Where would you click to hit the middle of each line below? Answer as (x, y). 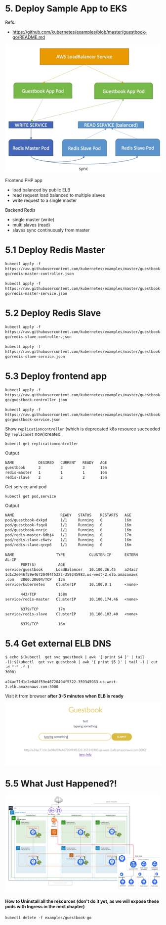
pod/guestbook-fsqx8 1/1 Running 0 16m (68, 525)
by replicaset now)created (33, 434)
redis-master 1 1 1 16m (56, 472)
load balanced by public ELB (41, 190)
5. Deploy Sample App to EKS (66, 9)
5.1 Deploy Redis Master (55, 250)
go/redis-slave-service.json (35, 357)
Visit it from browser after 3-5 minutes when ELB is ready (64, 696)
